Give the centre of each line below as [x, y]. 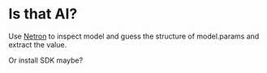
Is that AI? [43, 14]
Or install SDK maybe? [46, 60]
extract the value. [38, 44]
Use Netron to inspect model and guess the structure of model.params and [134, 36]
